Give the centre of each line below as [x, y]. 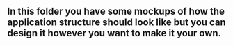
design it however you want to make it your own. [114, 33]
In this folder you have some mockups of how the [116, 11]
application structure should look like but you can [116, 23]
